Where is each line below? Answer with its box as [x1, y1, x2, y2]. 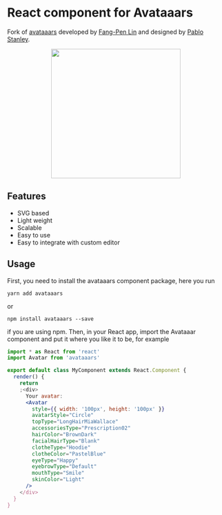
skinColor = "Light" [32, 476, 85, 483]
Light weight [17, 216, 53, 224]
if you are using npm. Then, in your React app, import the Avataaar [7, 327, 196, 336]
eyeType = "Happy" [32, 457, 79, 464]
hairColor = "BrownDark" [32, 431, 97, 438]
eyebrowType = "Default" [32, 463, 97, 470]
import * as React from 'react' [7, 348, 100, 355]
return [19, 380, 39, 387]
